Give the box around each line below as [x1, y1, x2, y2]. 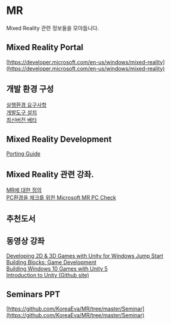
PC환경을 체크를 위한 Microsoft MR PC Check [6, 194, 116, 202]
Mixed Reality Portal [6, 42, 84, 53]
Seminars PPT [6, 289, 60, 300]
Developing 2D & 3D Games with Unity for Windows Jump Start [6, 252, 164, 260]
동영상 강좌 [6, 235, 45, 246]
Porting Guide [6, 150, 41, 157]
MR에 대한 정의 [6, 186, 42, 194]
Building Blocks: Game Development [6, 258, 97, 266]
